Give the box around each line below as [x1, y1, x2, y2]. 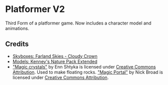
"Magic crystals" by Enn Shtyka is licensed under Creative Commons [12, 63, 156, 69]
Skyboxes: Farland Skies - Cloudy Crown [12, 53, 98, 59]
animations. [5, 25, 29, 31]
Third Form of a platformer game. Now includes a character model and [5, 20, 152, 26]
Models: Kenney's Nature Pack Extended [12, 58, 98, 64]
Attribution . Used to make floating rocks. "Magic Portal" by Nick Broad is [12, 69, 163, 75]
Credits [5, 40, 29, 48]
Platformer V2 [5, 3, 65, 15]
